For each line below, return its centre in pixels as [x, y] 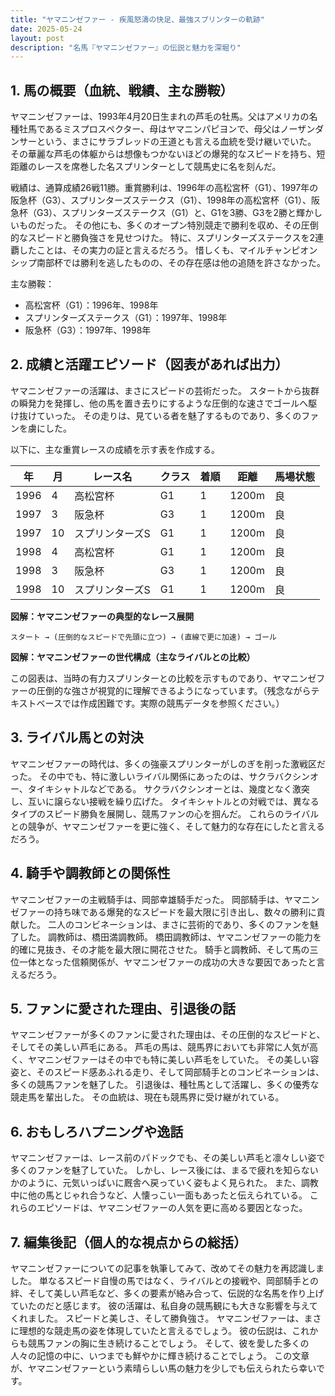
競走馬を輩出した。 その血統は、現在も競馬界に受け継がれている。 [147, 1097]
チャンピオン [291, 250]
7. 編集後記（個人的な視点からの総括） [128, 1242]
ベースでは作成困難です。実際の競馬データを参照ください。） [160, 703]
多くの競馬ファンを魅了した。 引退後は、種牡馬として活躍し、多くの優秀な [165, 1085]
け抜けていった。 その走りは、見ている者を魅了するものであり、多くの [156, 415]
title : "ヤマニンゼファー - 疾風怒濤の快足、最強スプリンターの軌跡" [137, 19]
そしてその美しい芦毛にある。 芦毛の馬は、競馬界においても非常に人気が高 [164, 1047]
